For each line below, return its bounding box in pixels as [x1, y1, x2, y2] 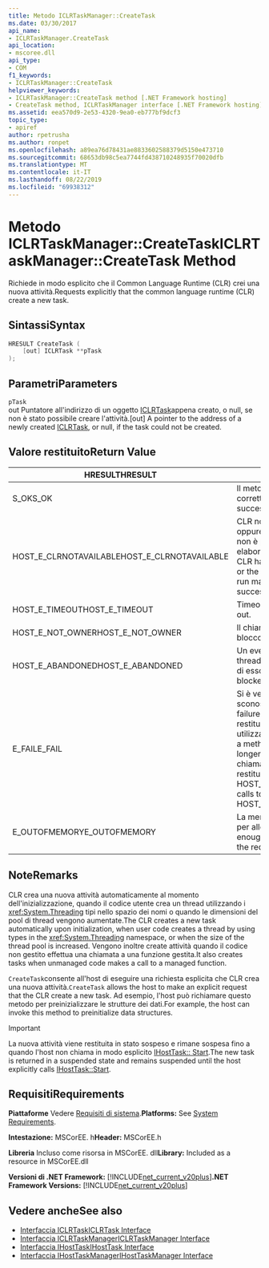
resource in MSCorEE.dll [8, 1157, 89, 1166]
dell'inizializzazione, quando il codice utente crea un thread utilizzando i [8, 899, 246, 908]
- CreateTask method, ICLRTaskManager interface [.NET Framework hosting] [8, 101, 263, 109]
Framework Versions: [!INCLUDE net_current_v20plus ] [8, 1181, 188, 1190]
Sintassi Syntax [8, 318, 86, 333]
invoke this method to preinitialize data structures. [8, 1008, 174, 1017]
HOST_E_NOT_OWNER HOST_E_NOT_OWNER [12, 627, 182, 638]
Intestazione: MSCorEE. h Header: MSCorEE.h [8, 1133, 162, 1142]
